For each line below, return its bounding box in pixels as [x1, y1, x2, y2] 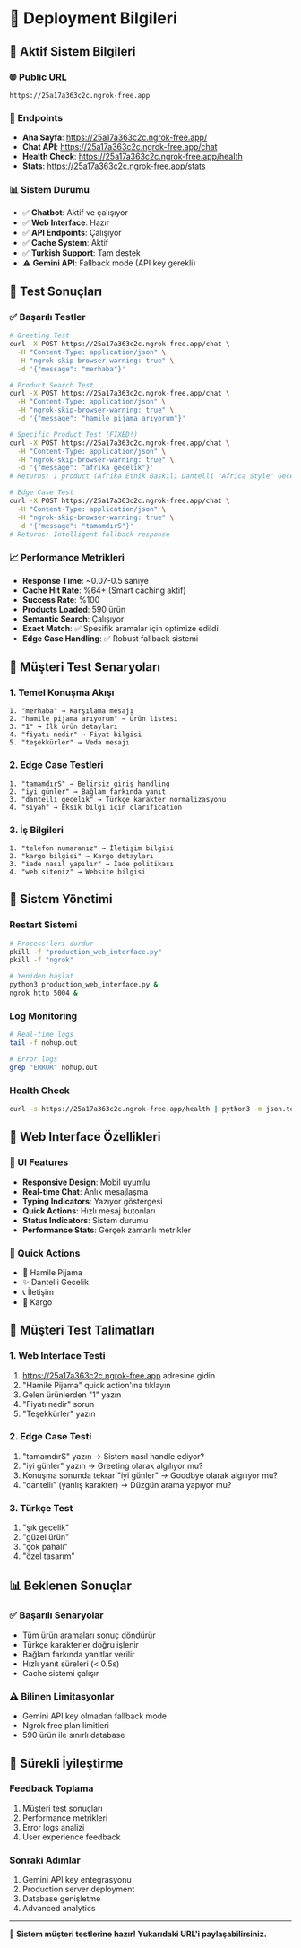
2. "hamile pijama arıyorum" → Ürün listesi [9, 715, 178, 724]
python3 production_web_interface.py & [9, 980, 159, 989]
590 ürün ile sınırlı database [21, 1730, 125, 1741]
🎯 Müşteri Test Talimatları [9, 1323, 155, 1338]
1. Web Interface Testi [9, 1350, 106, 1362]
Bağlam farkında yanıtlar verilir [21, 1648, 135, 1659]
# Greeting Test [9, 331, 70, 340]
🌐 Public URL [9, 71, 67, 83]
